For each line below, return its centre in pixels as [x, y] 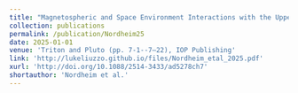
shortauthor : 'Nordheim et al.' [69, 75]
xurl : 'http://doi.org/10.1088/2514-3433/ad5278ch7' [109, 67]
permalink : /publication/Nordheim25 [77, 34]
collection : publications [57, 26]
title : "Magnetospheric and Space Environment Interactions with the [141, 17]
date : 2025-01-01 [41, 42]
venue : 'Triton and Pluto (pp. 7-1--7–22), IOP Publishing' [123, 50]
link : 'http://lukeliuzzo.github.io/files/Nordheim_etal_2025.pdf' [137, 58]
